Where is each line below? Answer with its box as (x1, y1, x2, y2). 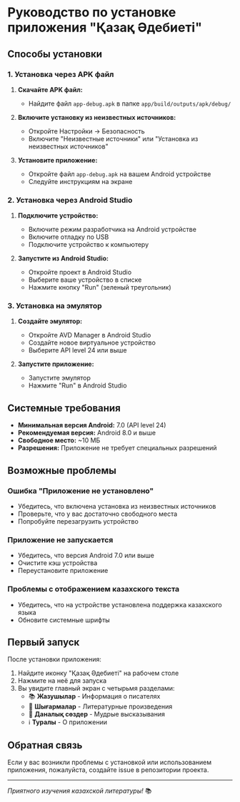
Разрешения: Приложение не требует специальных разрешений (17, 444, 217, 452)
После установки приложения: (7, 655, 101, 664)
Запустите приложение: (17, 360, 94, 368)
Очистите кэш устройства (17, 559, 98, 567)
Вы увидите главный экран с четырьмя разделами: (17, 684, 175, 693)
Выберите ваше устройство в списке (28, 275, 142, 284)
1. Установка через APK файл (7, 69, 114, 79)
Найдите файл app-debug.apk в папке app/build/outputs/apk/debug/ (28, 99, 231, 108)
